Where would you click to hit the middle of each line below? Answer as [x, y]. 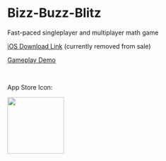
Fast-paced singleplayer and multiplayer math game [83, 32]
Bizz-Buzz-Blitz [54, 13]
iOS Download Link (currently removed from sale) [79, 46]
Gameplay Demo [32, 60]
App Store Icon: [30, 87]
